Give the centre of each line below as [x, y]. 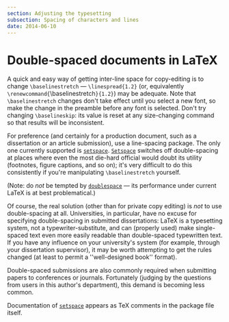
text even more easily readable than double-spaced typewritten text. [126, 235]
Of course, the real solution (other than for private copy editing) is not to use [114, 206]
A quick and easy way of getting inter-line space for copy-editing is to [105, 79]
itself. [15, 313]
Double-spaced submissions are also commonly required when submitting [112, 271]
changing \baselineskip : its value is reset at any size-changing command [111, 115]
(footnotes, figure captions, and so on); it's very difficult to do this [100, 165]
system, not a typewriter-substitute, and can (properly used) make [101, 228]
